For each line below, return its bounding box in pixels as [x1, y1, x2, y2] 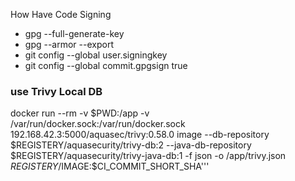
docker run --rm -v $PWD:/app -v [10, 107, 150, 119]
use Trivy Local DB [10, 84, 103, 98]
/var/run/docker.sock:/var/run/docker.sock [10, 118, 186, 130]
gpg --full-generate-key [24, 28, 125, 39]
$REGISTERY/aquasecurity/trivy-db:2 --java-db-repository [10, 139, 252, 151]
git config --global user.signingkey [24, 49, 168, 61]
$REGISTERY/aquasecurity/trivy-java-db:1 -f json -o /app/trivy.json [10, 150, 287, 162]
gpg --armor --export [24, 39, 114, 50]
